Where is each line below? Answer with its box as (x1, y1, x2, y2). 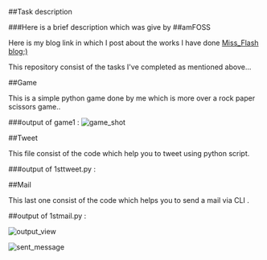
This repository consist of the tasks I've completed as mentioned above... (8, 62, 252, 72)
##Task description (8, 7, 72, 16)
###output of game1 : (8, 118, 80, 127)
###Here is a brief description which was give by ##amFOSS (8, 23, 212, 31)
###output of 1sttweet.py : (8, 164, 97, 174)
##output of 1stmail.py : (8, 211, 87, 221)
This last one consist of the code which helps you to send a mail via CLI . (8, 196, 249, 204)
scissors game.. (8, 102, 61, 111)
